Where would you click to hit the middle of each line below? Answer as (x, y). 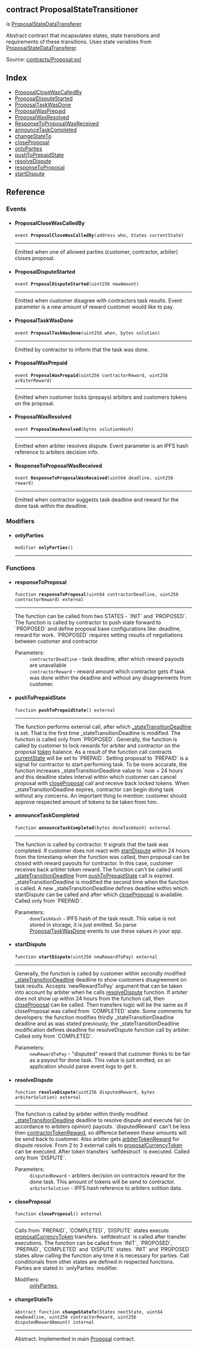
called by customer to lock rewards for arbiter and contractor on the (97, 745)
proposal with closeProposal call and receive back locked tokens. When (102, 783)
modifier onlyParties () (44, 548)
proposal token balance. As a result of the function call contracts (93, 752)
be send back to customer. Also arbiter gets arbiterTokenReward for (97, 1139)
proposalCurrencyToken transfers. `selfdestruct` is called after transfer (100, 1237)
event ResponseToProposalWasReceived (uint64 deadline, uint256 (94, 478)
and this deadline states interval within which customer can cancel (95, 777)
